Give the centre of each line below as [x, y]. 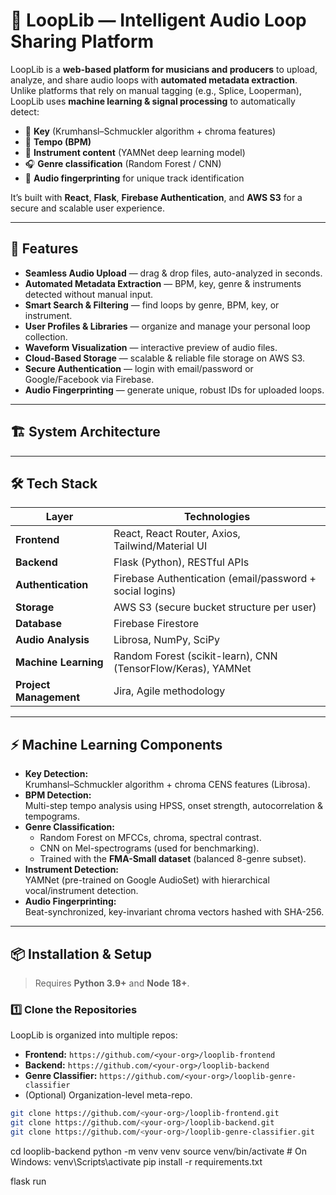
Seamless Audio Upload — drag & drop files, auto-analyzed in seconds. [173, 273]
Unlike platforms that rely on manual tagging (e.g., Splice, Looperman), [156, 90]
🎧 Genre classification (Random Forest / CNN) [123, 163]
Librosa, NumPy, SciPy [166, 640]
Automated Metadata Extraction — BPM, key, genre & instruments [163, 283]
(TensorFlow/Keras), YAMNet [182, 669]
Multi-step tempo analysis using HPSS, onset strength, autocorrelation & [174, 806]
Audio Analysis [52, 640]
